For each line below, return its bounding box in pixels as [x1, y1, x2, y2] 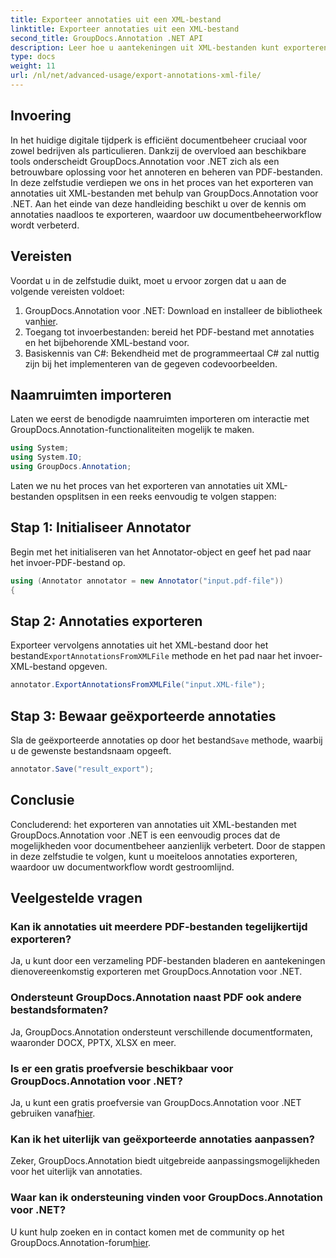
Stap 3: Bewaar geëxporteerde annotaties [10, 707, 277, 725]
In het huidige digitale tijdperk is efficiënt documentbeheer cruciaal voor [10, 134, 308, 146]
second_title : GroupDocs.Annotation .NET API [10, 33, 203, 43]
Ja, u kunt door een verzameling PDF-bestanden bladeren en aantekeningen [10, 955, 326, 967]
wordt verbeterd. [10, 219, 80, 231]
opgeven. [68, 661, 108, 673]
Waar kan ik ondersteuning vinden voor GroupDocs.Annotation [10, 1191, 323, 1205]
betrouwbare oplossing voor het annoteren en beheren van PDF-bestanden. [10, 166, 323, 178]
